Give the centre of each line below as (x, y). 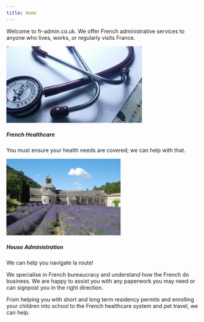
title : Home (21, 13)
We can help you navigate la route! (50, 263)
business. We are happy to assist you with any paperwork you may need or (101, 281)
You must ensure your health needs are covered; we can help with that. (96, 150)
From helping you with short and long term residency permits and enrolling (100, 299)
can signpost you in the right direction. (55, 287)
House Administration (35, 247)
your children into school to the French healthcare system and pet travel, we (102, 305)
